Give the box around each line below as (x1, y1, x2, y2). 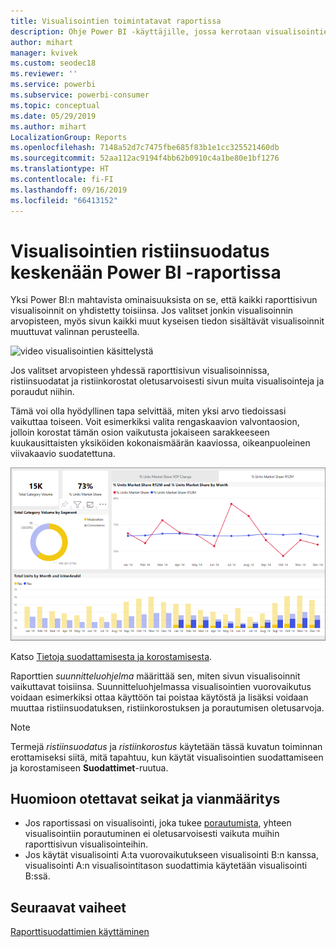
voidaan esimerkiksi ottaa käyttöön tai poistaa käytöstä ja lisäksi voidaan (10, 691, 309, 703)
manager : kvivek (10, 48, 78, 58)
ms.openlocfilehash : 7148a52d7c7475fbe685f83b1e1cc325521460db (10, 143, 280, 153)
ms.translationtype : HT (10, 164, 110, 174)
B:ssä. (24, 870, 51, 882)
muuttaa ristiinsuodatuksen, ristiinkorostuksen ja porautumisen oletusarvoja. (10, 701, 325, 714)
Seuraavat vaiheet (10, 899, 127, 916)
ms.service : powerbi (10, 80, 97, 90)
